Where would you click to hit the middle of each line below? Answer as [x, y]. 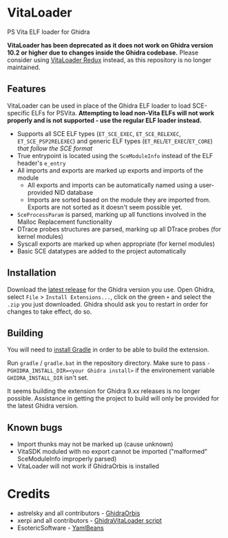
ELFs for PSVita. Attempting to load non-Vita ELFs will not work [123, 113]
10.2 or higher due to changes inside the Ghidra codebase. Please [103, 52]
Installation [32, 273]
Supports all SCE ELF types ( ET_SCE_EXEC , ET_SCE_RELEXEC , [99, 133]
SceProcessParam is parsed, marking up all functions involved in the [112, 214]
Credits [29, 494]
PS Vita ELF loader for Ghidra [49, 32]
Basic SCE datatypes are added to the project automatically [102, 251]
